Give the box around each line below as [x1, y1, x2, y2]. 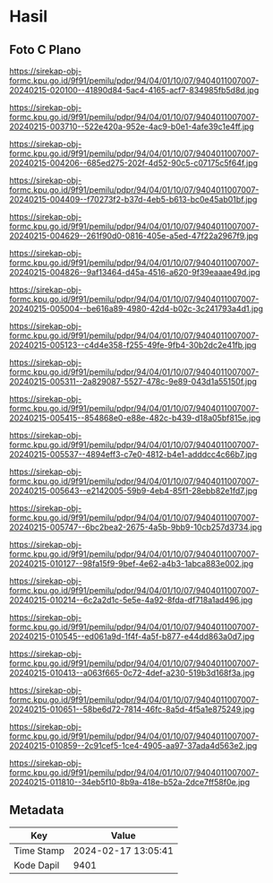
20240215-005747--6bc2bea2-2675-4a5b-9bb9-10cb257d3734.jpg [9, 522, 262, 532]
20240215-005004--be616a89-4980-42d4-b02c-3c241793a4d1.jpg [9, 303, 264, 314]
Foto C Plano [9, 42, 81, 57]
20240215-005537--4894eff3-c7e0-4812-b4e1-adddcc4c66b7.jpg [9, 449, 258, 459]
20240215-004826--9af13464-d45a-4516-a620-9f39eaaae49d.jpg [9, 267, 261, 277]
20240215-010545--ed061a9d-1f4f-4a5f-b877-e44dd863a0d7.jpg [9, 631, 255, 642]
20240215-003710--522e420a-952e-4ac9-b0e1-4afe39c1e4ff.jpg [9, 121, 255, 132]
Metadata [9, 802, 64, 818]
